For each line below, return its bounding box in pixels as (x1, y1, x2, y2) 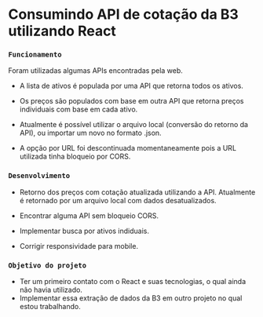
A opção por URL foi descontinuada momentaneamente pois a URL (19, 144, 237, 153)
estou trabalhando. (19, 302, 81, 312)
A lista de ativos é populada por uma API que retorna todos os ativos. (19, 81, 243, 91)
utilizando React (8, 22, 116, 40)
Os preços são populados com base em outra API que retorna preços (19, 97, 245, 106)
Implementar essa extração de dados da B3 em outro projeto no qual (19, 293, 243, 303)
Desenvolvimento (8, 171, 71, 180)
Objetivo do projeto (8, 261, 87, 270)
